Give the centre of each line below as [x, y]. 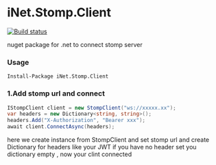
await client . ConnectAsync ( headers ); [61, 127]
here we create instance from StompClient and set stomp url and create [108, 140]
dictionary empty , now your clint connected [70, 154]
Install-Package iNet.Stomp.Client [58, 76]
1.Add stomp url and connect [56, 93]
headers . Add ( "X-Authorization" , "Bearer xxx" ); [76, 121]
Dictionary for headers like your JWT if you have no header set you [102, 147]
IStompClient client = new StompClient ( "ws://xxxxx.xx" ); [92, 108]
